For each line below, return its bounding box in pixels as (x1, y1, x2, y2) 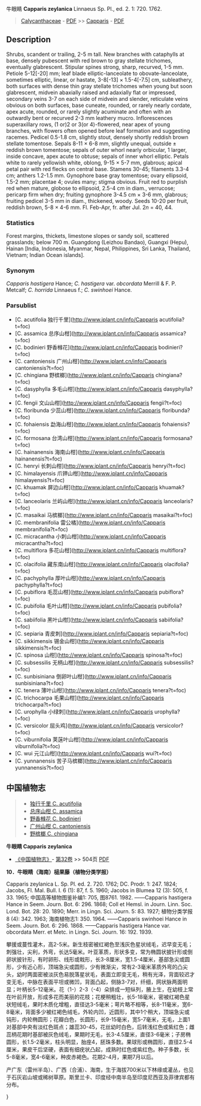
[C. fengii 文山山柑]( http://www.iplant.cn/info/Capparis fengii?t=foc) (14, 399, 182, 406)
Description (6, 35, 51, 45)
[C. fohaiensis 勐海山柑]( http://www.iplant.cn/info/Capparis (14, 420, 161, 428)
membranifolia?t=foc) (14, 525, 68, 533)
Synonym (6, 267, 35, 275)
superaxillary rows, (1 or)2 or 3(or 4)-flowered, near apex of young (6, 121, 170, 128)
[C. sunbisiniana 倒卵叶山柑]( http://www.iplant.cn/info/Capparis (14, 672, 172, 680)
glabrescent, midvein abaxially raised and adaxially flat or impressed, (6, 89, 176, 96)
